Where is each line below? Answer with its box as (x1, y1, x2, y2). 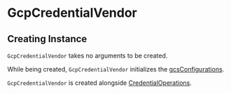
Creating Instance (7, 33, 87, 45)
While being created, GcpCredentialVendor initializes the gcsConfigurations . (7, 65, 225, 73)
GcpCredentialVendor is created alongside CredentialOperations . (7, 79, 192, 87)
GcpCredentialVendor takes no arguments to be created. (7, 51, 168, 60)
